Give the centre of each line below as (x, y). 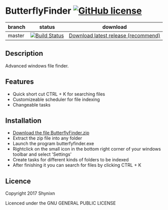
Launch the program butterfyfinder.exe (53, 144)
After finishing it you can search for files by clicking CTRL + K (77, 165)
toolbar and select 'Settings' (42, 154)
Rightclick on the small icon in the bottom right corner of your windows (87, 149)
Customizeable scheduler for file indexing (56, 99)
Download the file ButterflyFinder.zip (51, 133)
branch (17, 27)
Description (24, 54)
